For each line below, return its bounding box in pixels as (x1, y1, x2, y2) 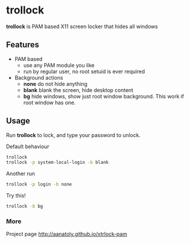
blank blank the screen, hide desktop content (23, 86, 134, 94)
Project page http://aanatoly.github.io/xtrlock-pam (6, 231, 127, 238)
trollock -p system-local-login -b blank (6, 159, 109, 166)
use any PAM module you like (23, 61, 95, 69)
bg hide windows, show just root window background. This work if (23, 93, 184, 100)
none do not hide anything (23, 80, 88, 87)
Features (6, 40, 39, 50)
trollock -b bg (6, 203, 43, 210)
